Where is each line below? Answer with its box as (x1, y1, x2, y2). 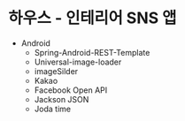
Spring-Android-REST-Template (34, 47, 150, 57)
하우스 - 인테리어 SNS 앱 (8, 8, 177, 28)
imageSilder (34, 65, 79, 76)
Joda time (34, 103, 72, 114)
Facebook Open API (34, 85, 108, 95)
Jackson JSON (34, 94, 89, 104)
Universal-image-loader (34, 57, 122, 67)
